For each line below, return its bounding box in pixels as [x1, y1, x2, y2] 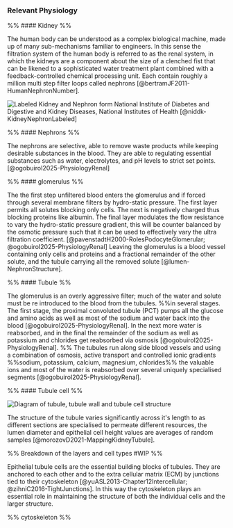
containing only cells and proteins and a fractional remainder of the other [7, 250, 216, 259]
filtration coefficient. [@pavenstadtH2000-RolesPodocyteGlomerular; [7, 235, 206, 243]
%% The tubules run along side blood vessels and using [60, 344, 221, 352]
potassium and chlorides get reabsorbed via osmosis [7, 336, 159, 344]
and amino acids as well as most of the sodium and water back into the [7, 314, 210, 322]
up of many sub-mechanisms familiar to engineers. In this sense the [7, 42, 201, 51]
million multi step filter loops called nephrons [7, 79, 135, 88]
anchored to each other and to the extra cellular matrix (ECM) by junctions [7, 470, 220, 479]
